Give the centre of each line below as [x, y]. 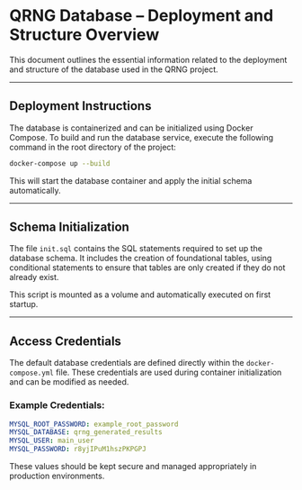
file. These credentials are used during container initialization [169, 372]
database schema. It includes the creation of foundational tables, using [141, 259]
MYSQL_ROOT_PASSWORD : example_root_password [94, 424]
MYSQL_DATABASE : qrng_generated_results [86, 432]
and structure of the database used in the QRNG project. [114, 69]
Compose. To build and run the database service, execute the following [142, 137]
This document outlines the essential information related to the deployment [148, 59]
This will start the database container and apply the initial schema [131, 180]
